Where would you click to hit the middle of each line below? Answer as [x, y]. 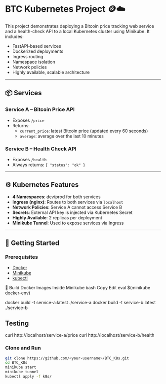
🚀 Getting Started [32, 243]
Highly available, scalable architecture [51, 72]
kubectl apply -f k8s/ [28, 377]
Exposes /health [29, 159]
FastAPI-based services [37, 46]
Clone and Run [23, 348]
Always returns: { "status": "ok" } [49, 165]
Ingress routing [28, 56]
